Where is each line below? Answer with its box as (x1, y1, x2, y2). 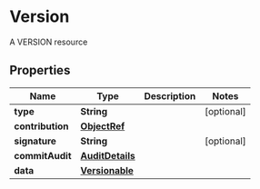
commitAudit (14, 149, 72, 162)
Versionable (80, 164, 135, 176)
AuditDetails (80, 149, 135, 162)
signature (14, 134, 57, 147)
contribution (14, 120, 69, 133)
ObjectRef (80, 120, 125, 133)
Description (144, 89, 196, 102)
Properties (9, 63, 71, 78)
